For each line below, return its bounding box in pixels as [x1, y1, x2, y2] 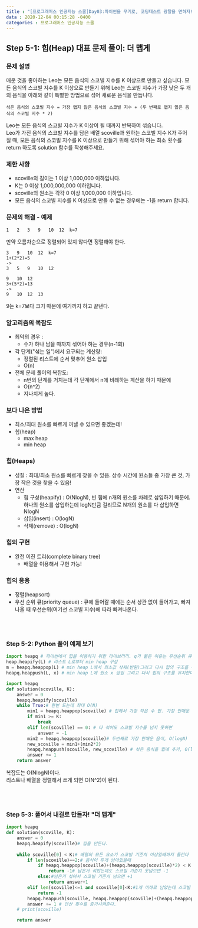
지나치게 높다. [23, 390, 55, 397]
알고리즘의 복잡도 [6, 319, 52, 327]
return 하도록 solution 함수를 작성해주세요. [6, 144, 105, 151]
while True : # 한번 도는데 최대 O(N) [16, 703, 98, 709]
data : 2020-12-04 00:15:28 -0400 [6, 14, 91, 20]
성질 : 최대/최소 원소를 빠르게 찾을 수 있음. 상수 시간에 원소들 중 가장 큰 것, [14, 471, 184, 479]
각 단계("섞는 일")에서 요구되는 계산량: [14, 348, 103, 355]
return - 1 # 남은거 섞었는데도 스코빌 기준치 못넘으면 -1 [48, 868, 169, 874]
